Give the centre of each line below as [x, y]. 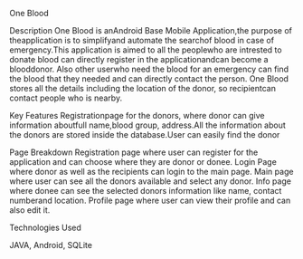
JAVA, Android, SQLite [51, 245]
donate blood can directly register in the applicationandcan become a [139, 59]
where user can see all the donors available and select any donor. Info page [151, 181]
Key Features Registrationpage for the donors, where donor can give [137, 115]
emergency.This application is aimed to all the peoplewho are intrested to [146, 50]
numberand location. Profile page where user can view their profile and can [150, 200]
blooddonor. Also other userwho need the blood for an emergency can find [149, 69]
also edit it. [30, 210]
